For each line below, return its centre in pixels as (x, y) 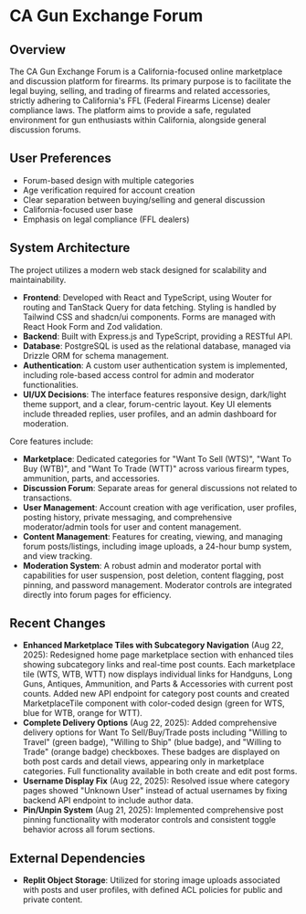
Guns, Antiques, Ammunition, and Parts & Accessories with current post (158, 684)
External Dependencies (78, 858)
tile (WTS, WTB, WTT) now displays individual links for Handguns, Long (158, 674)
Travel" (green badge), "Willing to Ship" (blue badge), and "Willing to (152, 742)
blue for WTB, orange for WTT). (83, 713)
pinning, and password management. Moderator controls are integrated (157, 584)
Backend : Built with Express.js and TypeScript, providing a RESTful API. (158, 336)
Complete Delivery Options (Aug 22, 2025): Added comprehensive (149, 723)
